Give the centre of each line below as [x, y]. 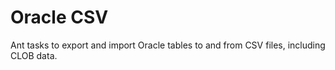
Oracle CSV [59, 17]
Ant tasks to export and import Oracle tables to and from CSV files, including [168, 45]
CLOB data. [34, 55]
